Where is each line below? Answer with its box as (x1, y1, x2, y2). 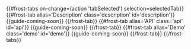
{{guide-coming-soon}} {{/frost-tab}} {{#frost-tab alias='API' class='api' (6, 18, 183, 24)
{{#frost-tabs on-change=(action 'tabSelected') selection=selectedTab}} (6, 5, 184, 12)
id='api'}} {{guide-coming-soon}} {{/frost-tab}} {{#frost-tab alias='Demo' (6, 24, 186, 31)
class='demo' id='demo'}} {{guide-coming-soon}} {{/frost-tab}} (6, 30, 163, 37)
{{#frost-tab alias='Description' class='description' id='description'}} (6, 11, 175, 18)
